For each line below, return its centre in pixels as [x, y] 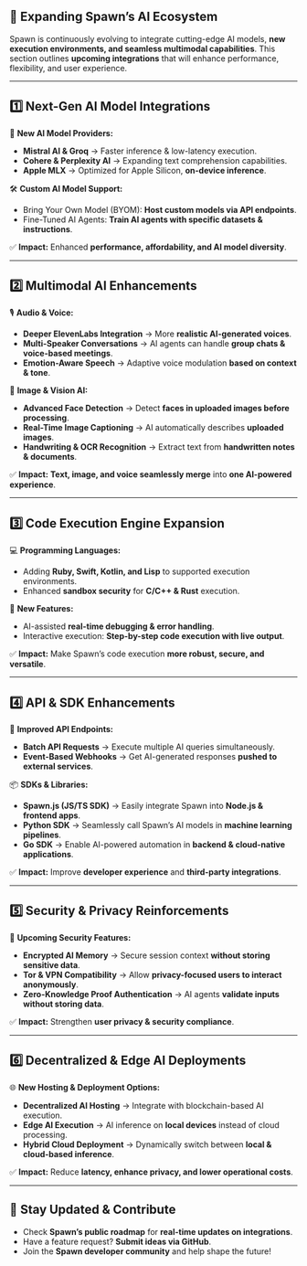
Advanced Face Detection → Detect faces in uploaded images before [156, 409]
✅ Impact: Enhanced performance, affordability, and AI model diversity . [148, 247]
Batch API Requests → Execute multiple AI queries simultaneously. [149, 747]
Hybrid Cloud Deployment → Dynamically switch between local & [147, 1144]
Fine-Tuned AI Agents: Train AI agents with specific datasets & [143, 219]
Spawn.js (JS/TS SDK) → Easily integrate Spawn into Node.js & [143, 806]
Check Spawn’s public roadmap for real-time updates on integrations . [158, 1231]
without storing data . [64, 1004]
